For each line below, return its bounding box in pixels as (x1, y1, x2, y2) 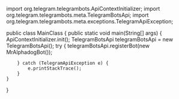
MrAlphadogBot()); (6, 49, 53, 56)
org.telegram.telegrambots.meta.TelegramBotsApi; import (6, 11, 149, 19)
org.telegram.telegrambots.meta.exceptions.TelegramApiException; (6, 18, 174, 25)
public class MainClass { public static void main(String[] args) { (6, 29, 162, 37)
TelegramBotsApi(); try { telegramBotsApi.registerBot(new (6, 42, 150, 49)
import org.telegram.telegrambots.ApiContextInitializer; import (6, 5, 160, 12)
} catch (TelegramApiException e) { (17, 60, 109, 66)
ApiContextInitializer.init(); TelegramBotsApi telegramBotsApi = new (6, 36, 173, 43)
